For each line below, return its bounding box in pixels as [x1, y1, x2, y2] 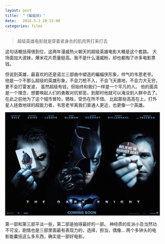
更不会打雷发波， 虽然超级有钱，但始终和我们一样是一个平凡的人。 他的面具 [5, 84, 158, 90]
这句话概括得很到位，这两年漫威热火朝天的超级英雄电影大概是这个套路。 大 [5, 49, 157, 55]
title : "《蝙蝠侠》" [5, 13, 46, 18]
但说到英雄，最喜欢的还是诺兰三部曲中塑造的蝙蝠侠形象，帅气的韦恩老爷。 [5, 71, 156, 77]
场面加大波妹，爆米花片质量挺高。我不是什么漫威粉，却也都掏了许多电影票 [5, 55, 156, 61]
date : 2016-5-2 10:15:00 [5, 18, 60, 23]
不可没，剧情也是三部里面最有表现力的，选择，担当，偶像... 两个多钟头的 [5, 227, 152, 233]
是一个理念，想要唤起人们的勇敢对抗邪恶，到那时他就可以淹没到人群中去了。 [5, 90, 160, 96]
